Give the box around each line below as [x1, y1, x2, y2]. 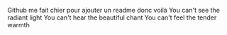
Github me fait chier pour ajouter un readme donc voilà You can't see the [7, 6, 220, 14]
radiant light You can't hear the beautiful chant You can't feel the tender [7, 13, 217, 22]
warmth [7, 21, 30, 29]
